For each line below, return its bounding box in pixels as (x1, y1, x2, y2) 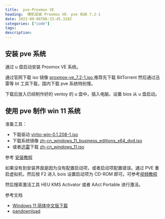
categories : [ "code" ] (5, 21, 50, 26)
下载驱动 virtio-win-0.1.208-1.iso (12, 131, 78, 137)
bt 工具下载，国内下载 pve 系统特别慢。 (14, 80, 96, 87)
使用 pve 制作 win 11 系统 (5, 107, 81, 115)
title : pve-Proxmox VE (5, 7, 55, 12)
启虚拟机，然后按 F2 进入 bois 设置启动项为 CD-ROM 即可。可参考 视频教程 (5, 171, 158, 177)
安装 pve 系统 (5, 50, 46, 58)
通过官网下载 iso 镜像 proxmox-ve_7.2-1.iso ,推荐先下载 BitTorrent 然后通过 (5, 74, 156, 80)
